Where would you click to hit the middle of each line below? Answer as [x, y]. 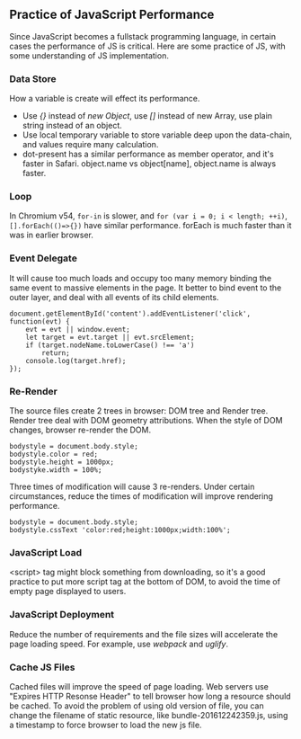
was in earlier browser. [52, 235]
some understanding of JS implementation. [89, 55]
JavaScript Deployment [62, 615]
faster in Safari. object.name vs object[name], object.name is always [149, 164]
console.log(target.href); [76, 361]
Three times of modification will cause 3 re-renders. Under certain [132, 486]
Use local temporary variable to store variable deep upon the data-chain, [157, 135]
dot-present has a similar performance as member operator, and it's [148, 154]
